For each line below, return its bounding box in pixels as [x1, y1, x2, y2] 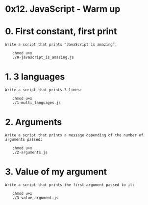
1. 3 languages [5, 71, 65, 82]
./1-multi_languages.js [12, 101, 61, 105]
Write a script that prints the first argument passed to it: [5, 182, 135, 187]
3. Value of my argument [5, 166, 107, 178]
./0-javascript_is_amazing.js [12, 55, 74, 60]
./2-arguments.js [12, 150, 48, 155]
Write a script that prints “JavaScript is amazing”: [5, 42, 118, 47]
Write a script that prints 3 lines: [5, 87, 82, 93]
